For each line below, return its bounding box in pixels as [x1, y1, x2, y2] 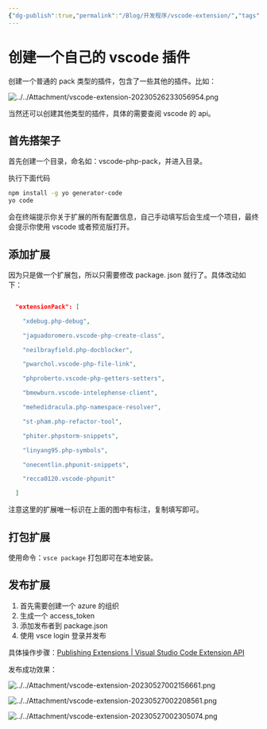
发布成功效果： [8, 665, 57, 674]
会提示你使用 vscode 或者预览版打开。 [8, 222, 134, 231]
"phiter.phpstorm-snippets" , [22, 432, 119, 440]
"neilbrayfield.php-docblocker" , [22, 346, 133, 354]
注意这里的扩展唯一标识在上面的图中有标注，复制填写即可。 [8, 505, 203, 514]
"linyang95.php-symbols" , [22, 446, 109, 454]
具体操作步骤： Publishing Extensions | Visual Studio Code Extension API [8, 647, 245, 657]
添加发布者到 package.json [19, 621, 109, 630]
